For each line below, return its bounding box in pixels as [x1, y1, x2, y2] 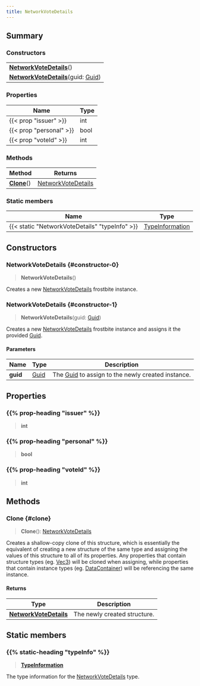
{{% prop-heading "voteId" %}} [6, 465, 101, 474]
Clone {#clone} [6, 514, 52, 522]
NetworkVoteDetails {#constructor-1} [6, 300, 118, 309]
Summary [6, 31, 43, 41]
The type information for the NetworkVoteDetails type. [6, 673, 140, 680]
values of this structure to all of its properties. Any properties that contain [6, 552, 186, 559]
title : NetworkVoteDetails [6, 8, 73, 15]
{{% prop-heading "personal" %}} [6, 437, 108, 445]
